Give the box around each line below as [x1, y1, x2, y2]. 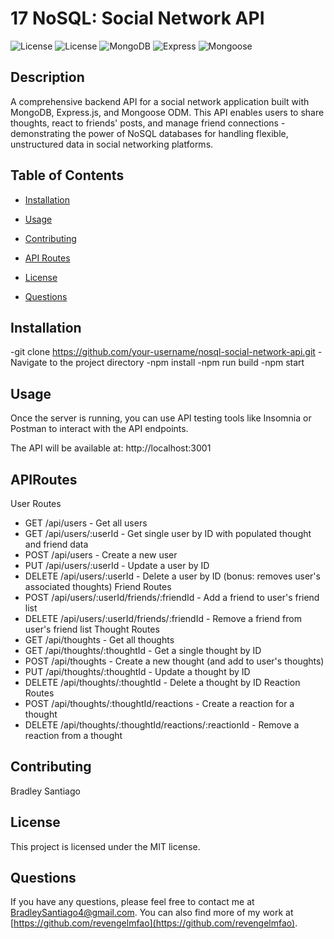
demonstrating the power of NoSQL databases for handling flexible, [10, 127, 289, 139]
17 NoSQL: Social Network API [10, 7, 265, 30]
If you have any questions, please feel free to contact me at [10, 896, 255, 908]
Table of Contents [10, 167, 125, 184]
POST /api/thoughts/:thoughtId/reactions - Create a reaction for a [24, 698, 295, 709]
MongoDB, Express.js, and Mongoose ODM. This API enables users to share [10, 106, 325, 118]
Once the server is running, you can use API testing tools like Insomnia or [10, 412, 312, 424]
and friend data [24, 538, 89, 550]
